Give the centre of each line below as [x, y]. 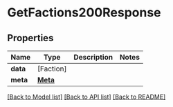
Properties [30, 38]
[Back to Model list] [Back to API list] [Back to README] [86, 97]
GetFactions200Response [84, 13]
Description [93, 57]
